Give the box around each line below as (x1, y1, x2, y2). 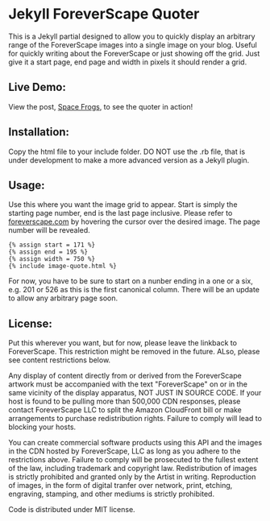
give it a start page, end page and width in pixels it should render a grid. (8, 57, 247, 67)
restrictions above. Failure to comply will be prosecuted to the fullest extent (8, 455, 259, 465)
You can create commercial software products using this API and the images (8, 438, 263, 448)
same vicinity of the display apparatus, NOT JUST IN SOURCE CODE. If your (8, 388, 262, 398)
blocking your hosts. (8, 422, 77, 432)
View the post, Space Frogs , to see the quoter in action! (8, 101, 193, 111)
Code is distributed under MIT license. (8, 505, 135, 515)
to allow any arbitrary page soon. (8, 293, 118, 303)
